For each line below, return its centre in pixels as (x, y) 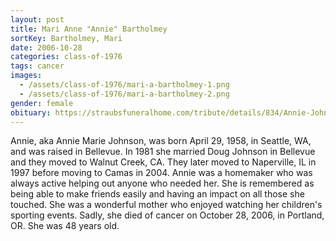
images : (26, 76)
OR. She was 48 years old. (65, 226)
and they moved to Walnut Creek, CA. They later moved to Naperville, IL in (163, 162)
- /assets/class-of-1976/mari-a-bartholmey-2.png (124, 94)
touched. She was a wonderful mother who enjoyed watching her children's (166, 205)
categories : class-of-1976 (66, 57)
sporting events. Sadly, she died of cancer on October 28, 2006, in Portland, (167, 215)
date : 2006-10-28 (46, 47)
